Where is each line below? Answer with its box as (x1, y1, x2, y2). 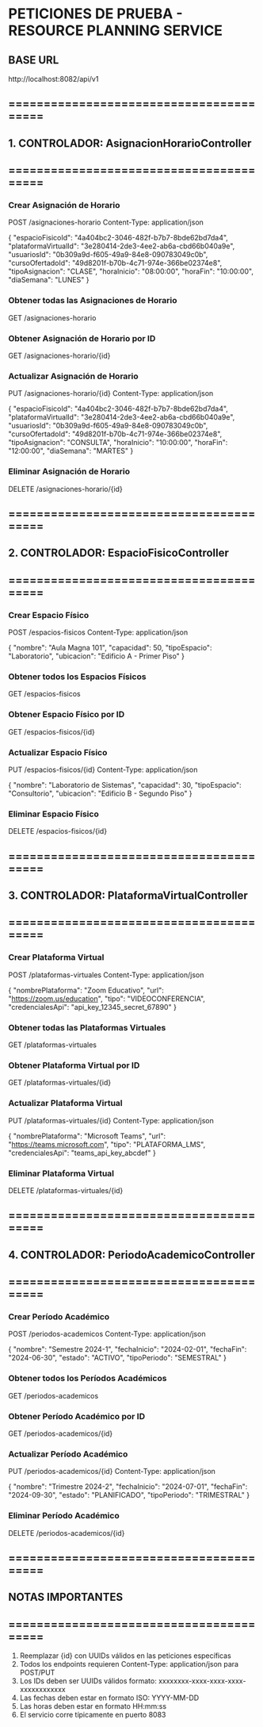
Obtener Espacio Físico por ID (8, 709, 125, 720)
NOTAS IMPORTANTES (8, 1591, 124, 1604)
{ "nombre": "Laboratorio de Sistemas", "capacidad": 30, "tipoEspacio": (8, 781, 242, 790)
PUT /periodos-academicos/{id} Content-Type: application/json (8, 1467, 216, 1476)
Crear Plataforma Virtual (8, 952, 105, 963)
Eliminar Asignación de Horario (8, 466, 131, 477)
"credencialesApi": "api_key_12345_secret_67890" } (8, 1002, 177, 1011)
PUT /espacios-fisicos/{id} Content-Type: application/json (8, 765, 198, 774)
